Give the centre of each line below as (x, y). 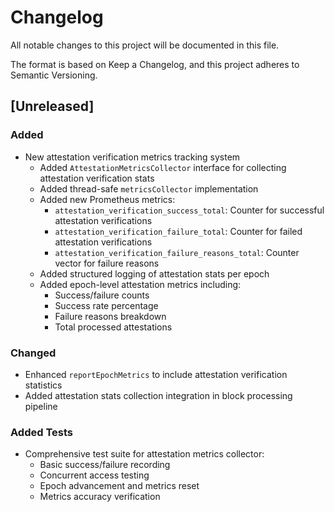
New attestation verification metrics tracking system (132, 157)
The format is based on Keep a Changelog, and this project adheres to (155, 64)
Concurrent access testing (94, 475)
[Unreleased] (52, 106)
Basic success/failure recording (105, 465)
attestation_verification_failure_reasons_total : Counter (177, 252)
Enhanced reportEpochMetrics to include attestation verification (156, 374)
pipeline (41, 406)
